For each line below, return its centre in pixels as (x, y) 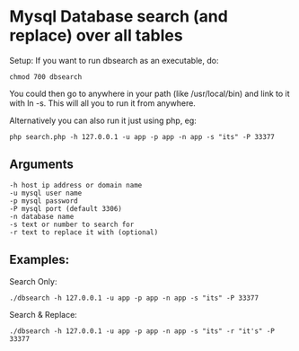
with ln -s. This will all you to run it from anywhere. (102, 103)
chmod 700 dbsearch (46, 77)
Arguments (42, 165)
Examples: (40, 260)
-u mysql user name (46, 193)
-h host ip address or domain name (76, 185)
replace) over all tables (96, 35)
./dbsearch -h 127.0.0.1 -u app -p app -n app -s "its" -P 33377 (134, 298)
